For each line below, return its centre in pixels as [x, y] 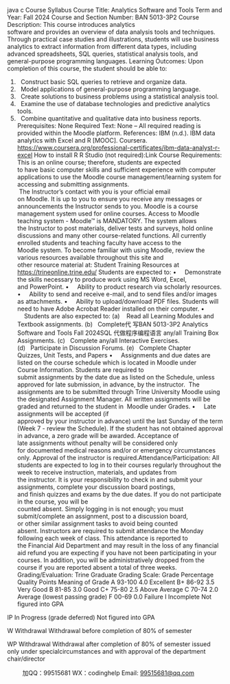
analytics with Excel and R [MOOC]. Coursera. [82, 140]
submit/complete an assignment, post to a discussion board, [103, 516]
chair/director [26, 659]
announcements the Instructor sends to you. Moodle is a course [107, 206]
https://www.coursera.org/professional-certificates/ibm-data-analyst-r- [118, 148]
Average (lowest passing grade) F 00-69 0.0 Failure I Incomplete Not [114, 597]
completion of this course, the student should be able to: [87, 69]
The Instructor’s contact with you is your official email [94, 191]
